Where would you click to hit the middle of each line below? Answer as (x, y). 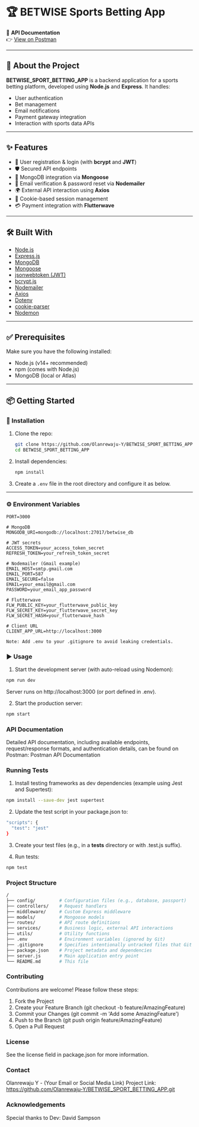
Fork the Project (34, 1001)
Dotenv (23, 300)
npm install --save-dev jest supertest (55, 801)
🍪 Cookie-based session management (61, 199)
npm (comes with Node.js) (47, 369)
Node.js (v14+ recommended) (51, 363)
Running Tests (27, 770)
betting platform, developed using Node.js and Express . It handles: (88, 86)
